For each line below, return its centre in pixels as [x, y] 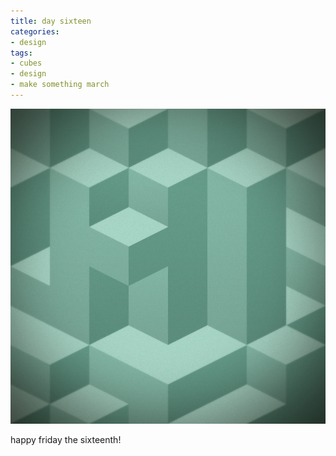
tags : [21, 53]
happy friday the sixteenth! [66, 439]
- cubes [26, 63]
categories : [35, 31]
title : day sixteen [51, 21]
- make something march [60, 85]
